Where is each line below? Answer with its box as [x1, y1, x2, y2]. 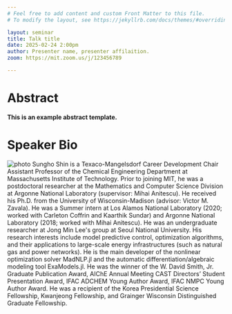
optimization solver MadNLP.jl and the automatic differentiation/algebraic [7, 255, 215, 263]
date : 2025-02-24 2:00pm [7, 42, 79, 49]
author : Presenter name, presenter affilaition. [7, 48, 150, 55]
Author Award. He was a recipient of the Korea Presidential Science [7, 284, 199, 293]
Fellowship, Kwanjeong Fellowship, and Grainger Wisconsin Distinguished [7, 291, 217, 300]
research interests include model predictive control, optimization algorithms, [7, 233, 224, 241]
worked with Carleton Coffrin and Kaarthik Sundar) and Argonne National [7, 211, 215, 219]
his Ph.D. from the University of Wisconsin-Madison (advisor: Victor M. [7, 196, 209, 205]
